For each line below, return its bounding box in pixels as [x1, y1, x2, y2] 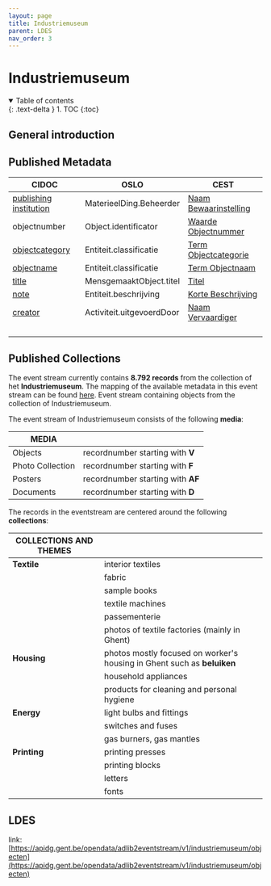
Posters [12, 473, 42, 485]
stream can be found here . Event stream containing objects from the [8, 390, 236, 400]
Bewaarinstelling [187, 203, 251, 214]
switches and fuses [103, 720, 178, 732]
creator [12, 307, 40, 318]
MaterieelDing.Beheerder [84, 198, 180, 209]
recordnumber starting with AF [82, 473, 200, 485]
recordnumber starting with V [82, 447, 195, 459]
